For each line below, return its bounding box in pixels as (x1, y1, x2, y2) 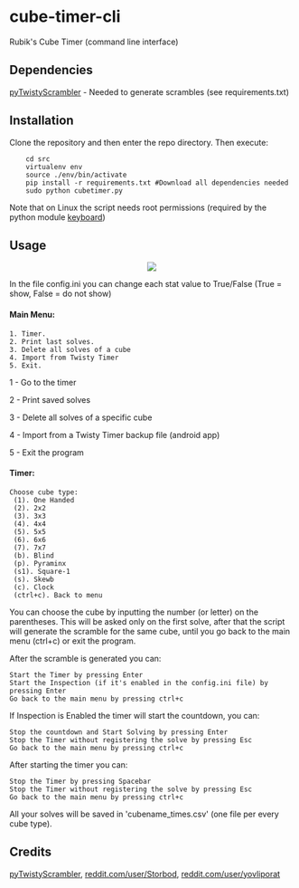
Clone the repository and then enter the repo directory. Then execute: (9, 137, 269, 148)
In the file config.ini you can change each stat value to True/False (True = (9, 279, 283, 290)
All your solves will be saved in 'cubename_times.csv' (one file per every (9, 808, 280, 819)
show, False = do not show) (9, 288, 112, 300)
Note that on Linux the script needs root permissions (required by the (9, 202, 267, 213)
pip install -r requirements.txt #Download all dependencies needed (25, 178, 289, 187)
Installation (9, 113, 74, 129)
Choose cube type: (9, 487, 79, 497)
